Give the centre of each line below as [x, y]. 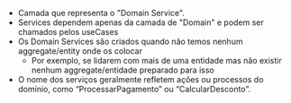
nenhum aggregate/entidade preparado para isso [123, 70]
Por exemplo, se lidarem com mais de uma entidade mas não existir [156, 60]
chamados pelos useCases [68, 32]
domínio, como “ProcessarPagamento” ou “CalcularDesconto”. [134, 89]
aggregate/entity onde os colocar [80, 51]
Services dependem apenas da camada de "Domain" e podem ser [141, 22]
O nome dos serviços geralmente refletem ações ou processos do [141, 79]
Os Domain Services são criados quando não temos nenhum [130, 41]
